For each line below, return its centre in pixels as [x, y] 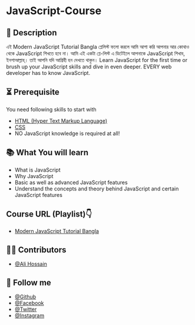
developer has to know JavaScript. [48, 73]
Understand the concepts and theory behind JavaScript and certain [97, 188]
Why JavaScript [34, 176]
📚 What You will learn [47, 152]
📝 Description [32, 33]
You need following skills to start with [51, 109]
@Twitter [26, 309]
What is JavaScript [37, 170]
